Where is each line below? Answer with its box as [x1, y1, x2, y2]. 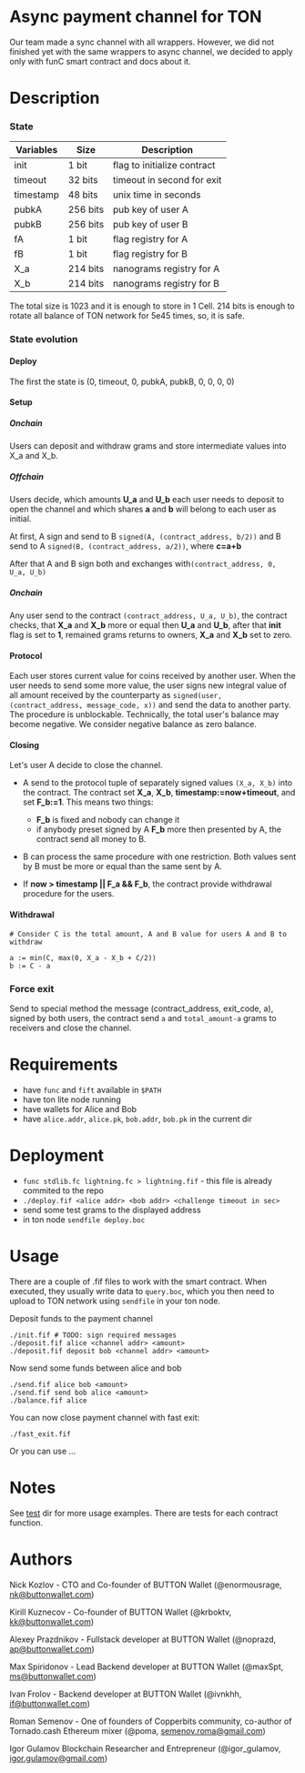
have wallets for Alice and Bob [22, 1103, 137, 1114]
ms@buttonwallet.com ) [9, 1670, 97, 1681]
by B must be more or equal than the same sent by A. [22, 861, 223, 872]
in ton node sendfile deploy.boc [22, 1213, 146, 1225]
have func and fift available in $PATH [22, 1084, 162, 1095]
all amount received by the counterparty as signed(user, [9, 690, 223, 701]
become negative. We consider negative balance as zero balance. [9, 719, 257, 730]
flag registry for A [112, 233, 188, 246]
